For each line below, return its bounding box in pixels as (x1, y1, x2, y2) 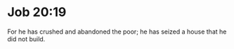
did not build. (7, 34, 46, 43)
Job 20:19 (7, 4, 67, 20)
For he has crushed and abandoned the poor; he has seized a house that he (7, 27, 227, 36)
